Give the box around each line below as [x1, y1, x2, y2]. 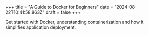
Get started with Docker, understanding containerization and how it [5, 19, 144, 25]
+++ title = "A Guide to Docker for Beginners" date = [5, 4, 114, 10]
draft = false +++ [45, 9, 81, 15]
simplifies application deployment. [5, 24, 76, 30]
